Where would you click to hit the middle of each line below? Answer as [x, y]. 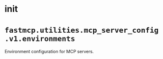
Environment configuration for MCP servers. [49, 52]
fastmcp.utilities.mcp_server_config [82, 30]
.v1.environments [40, 39]
